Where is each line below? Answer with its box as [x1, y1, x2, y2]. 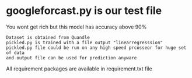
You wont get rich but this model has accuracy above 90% [6, 23, 147, 30]
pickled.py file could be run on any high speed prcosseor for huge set [6, 45, 187, 51]
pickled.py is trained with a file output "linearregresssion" [6, 40, 163, 45]
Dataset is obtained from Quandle [6, 34, 90, 40]
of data [6, 49, 25, 56]
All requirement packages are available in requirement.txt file [6, 65, 153, 72]
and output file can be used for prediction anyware [6, 55, 137, 61]
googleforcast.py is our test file [6, 4, 162, 17]
